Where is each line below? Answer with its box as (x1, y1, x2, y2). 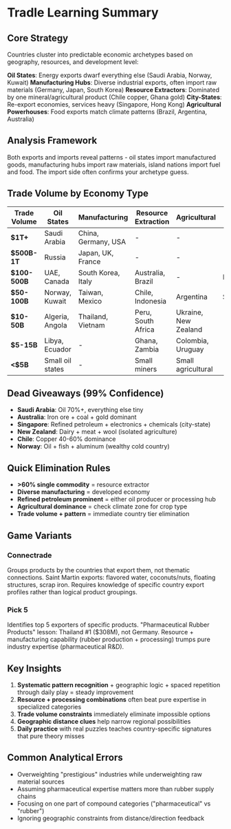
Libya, (44, 336, 64, 345)
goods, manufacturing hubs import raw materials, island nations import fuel (7, 160, 221, 169)
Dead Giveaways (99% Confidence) (7, 387, 164, 400)
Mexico (78, 296, 102, 305)
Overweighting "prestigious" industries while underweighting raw (16, 770, 203, 778)
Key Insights (7, 663, 62, 674)
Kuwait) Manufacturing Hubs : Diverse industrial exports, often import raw (7, 78, 217, 87)
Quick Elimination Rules (7, 462, 111, 474)
